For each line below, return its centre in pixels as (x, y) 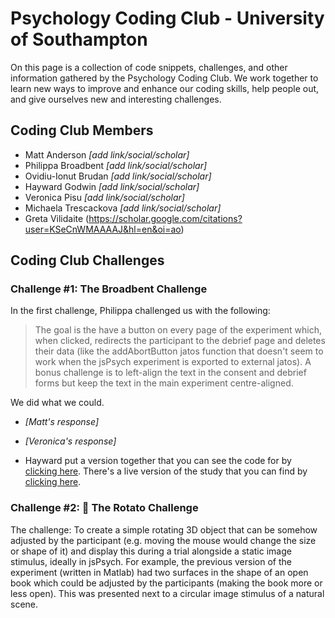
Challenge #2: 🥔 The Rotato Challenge (104, 508)
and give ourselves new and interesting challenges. (116, 99)
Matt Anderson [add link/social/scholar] (107, 154)
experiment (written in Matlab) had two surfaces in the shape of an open (159, 572)
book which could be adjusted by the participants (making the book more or (166, 583)
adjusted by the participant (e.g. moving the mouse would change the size (163, 540)
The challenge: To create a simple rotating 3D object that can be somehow (164, 529)
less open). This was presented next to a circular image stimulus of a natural (167, 593)
